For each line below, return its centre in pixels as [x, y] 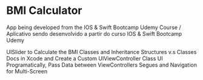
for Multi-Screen [27, 71]
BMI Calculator [44, 11]
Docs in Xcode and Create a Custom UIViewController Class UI [85, 58]
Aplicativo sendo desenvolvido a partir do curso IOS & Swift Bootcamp [94, 33]
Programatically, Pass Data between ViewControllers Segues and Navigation [101, 65]
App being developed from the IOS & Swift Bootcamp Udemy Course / [94, 27]
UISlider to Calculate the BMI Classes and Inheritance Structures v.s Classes [101, 52]
